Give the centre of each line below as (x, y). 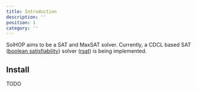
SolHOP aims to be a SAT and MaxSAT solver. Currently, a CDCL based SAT (99, 45)
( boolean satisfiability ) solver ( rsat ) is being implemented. (77, 51)
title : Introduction (32, 11)
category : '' (22, 28)
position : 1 (21, 22)
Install (18, 69)
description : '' (26, 17)
